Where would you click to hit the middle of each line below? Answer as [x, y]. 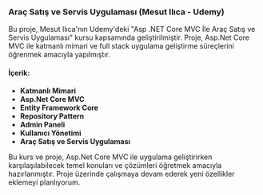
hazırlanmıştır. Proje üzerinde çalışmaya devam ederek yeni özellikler [122, 174]
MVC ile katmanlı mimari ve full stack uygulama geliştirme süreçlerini [121, 46]
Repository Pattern [52, 116]
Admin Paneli [42, 124]
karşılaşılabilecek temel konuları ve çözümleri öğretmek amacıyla [115, 165]
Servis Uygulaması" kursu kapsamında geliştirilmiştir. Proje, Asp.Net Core [129, 37]
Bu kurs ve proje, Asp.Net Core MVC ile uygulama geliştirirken [110, 157]
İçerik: [19, 72]
